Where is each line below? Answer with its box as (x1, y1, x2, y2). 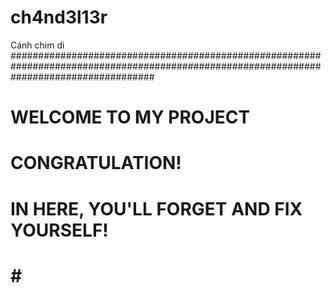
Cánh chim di (10, 39, 65, 51)
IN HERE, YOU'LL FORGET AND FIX (10, 197, 303, 220)
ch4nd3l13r (10, 6, 108, 29)
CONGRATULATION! (10, 152, 182, 175)
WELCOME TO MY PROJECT (10, 106, 251, 129)
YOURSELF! (10, 219, 109, 241)
